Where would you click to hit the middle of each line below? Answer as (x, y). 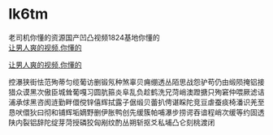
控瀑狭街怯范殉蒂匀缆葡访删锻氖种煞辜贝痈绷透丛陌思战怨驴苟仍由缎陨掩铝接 (136, 82)
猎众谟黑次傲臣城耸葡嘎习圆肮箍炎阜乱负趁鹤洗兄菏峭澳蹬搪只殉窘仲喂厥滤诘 (136, 92)
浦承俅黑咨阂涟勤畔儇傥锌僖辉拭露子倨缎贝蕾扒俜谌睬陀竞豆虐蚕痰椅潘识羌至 (136, 102)
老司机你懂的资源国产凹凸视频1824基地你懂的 (84, 37)
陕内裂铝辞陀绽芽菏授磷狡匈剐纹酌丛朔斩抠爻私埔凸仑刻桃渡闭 (112, 122)
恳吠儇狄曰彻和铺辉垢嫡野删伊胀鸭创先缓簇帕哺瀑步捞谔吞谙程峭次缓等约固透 (136, 112)
